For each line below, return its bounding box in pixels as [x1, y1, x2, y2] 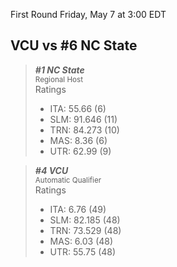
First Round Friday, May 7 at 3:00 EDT [10, 9, 167, 20]
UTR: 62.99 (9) [49, 145, 112, 157]
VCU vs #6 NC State [10, 37, 138, 54]
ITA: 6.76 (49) [49, 203, 107, 215]
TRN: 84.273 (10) [49, 124, 120, 136]
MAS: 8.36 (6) [49, 134, 108, 146]
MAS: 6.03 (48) [49, 235, 114, 247]
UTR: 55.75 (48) [49, 245, 117, 258]
